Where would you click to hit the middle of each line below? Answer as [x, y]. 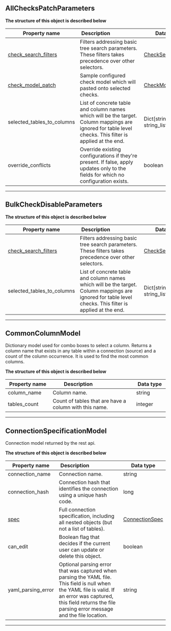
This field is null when [85, 584]
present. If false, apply [106, 162]
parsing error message [86, 609]
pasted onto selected [105, 88]
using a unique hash [83, 495]
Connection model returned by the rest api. [50, 443]
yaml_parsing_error [31, 590]
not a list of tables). [82, 529]
